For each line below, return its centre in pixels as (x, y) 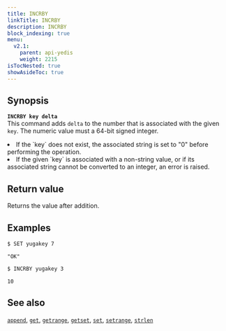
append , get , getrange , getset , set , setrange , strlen (80, 320)
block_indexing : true (39, 33)
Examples (29, 228)
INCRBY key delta (32, 117)
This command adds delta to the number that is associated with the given (113, 124)
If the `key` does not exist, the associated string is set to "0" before (112, 145)
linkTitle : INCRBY (34, 20)
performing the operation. (44, 152)
